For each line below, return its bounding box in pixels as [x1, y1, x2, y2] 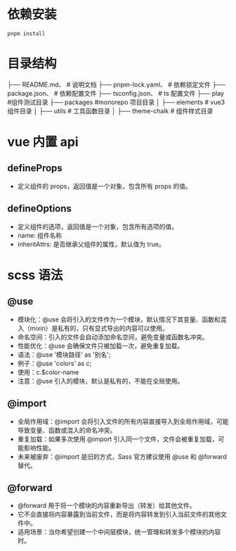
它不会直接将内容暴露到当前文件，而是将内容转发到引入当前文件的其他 [17, 510, 221, 519]
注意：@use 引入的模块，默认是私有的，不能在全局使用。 [17, 376, 184, 385]
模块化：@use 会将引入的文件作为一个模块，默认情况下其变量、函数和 [17, 315, 221, 324]
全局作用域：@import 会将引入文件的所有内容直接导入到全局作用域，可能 [17, 417, 229, 426]
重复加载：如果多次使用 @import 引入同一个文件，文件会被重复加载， [17, 434, 218, 443]
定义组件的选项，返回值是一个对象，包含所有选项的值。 [17, 222, 178, 231]
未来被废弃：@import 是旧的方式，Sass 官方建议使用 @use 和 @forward [17, 452, 227, 461]
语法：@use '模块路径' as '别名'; [17, 350, 111, 359]
